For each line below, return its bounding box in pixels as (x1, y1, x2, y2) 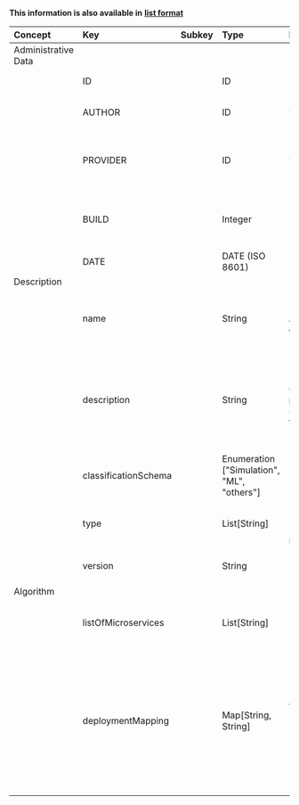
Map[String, (222, 709, 271, 721)
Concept (13, 29, 52, 41)
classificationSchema (82, 470, 173, 481)
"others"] (222, 486, 261, 498)
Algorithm (13, 586, 55, 597)
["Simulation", (222, 464, 280, 476)
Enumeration (222, 453, 276, 464)
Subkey (181, 29, 214, 41)
